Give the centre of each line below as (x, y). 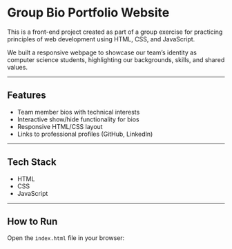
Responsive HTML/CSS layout (60, 126)
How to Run (32, 221)
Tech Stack (32, 162)
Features (27, 96)
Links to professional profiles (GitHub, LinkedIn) (85, 134)
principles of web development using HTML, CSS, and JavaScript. (101, 39)
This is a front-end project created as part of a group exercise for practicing (115, 32)
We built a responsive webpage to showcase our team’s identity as (102, 52)
